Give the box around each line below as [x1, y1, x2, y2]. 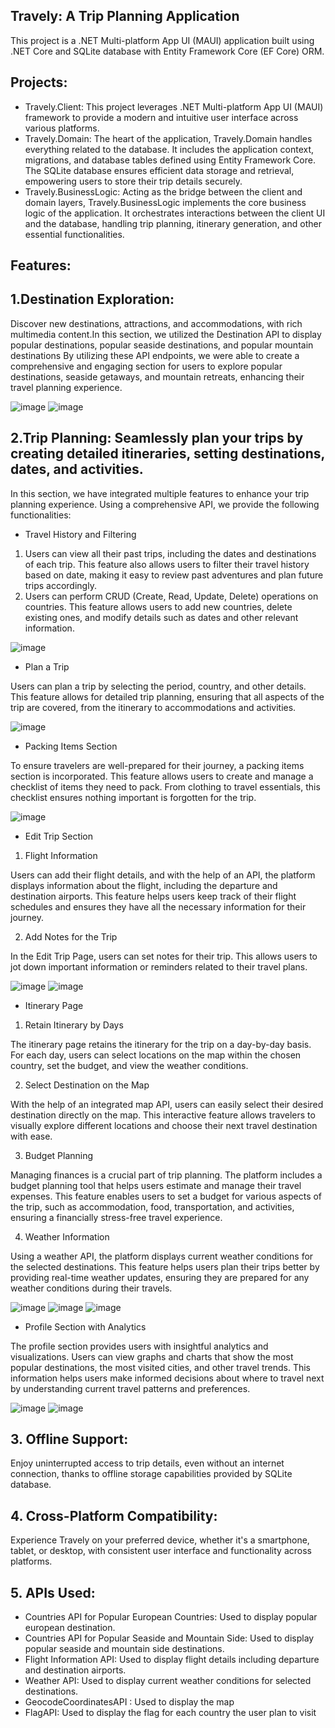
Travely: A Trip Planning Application [10, 8, 240, 25]
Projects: [10, 74, 68, 91]
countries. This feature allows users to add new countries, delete [24, 600, 293, 613]
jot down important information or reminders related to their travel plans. [10, 960, 308, 973]
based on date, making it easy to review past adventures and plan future [24, 569, 324, 581]
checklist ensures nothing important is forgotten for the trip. [10, 791, 257, 803]
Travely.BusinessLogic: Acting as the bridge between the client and [24, 185, 303, 198]
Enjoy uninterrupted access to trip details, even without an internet [10, 1457, 285, 1469]
